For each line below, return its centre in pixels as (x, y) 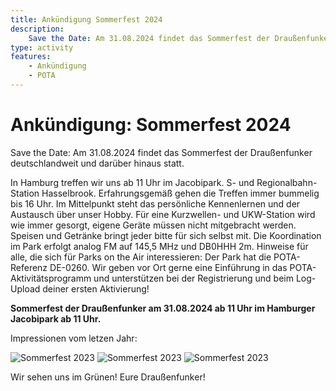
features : (31, 57)
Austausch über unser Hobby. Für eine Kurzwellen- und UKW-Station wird (163, 214)
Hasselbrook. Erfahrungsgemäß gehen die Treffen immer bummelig (180, 193)
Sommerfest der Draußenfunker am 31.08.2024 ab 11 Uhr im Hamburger (163, 308)
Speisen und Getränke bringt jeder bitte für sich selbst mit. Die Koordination (166, 235)
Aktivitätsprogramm (51, 278)
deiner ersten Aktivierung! (96, 288)
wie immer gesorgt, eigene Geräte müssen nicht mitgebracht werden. (153, 225)
